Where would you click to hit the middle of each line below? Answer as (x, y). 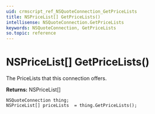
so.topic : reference (31, 33)
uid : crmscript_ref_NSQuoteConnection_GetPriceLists (72, 11)
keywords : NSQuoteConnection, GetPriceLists (61, 28)
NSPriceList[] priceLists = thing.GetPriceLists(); (72, 106)
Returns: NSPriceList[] (34, 90)
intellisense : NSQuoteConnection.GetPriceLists (65, 22)
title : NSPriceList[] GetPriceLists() (53, 17)
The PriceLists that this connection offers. (56, 78)
